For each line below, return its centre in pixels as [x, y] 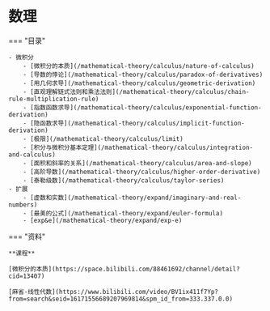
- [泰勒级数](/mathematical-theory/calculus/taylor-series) [124, 180]
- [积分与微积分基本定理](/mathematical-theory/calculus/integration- [138, 147]
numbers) [23, 204]
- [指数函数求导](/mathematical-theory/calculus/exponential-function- [142, 107]
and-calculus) [32, 155]
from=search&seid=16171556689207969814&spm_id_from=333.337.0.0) [120, 299]
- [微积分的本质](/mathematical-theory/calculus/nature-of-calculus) [139, 66]
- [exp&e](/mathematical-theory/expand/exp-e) [103, 220]
